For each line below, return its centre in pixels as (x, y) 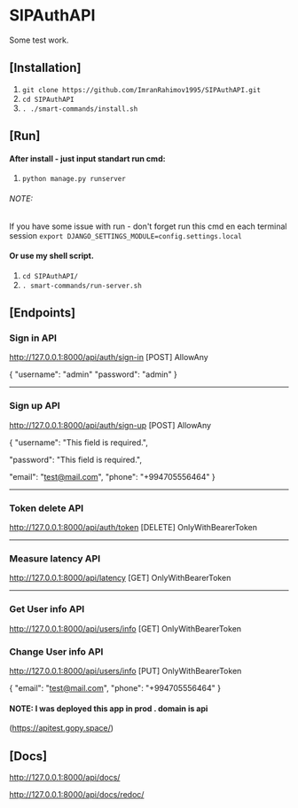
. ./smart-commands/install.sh (80, 109)
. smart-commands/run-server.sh (82, 286)
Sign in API (33, 338)
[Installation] (45, 68)
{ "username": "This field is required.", (79, 442)
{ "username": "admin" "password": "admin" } (93, 374)
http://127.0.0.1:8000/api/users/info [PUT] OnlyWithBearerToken (125, 671)
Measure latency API (55, 558)
